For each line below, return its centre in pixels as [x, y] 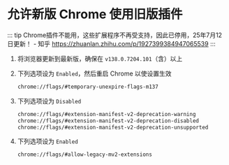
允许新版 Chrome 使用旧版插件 [95, 14]
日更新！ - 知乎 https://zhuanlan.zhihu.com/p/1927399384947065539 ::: [111, 43]
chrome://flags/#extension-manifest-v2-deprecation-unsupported [113, 127]
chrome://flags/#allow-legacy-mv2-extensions [84, 155]
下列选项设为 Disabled [49, 101]
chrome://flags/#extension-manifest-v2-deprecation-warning [106, 114]
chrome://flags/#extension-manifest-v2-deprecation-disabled [108, 121]
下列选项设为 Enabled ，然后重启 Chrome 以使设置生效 [95, 73]
